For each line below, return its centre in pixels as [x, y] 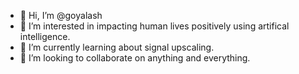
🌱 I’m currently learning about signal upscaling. [117, 47]
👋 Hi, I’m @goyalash [61, 15]
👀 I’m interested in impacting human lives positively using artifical [154, 26]
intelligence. [45, 36]
